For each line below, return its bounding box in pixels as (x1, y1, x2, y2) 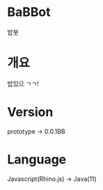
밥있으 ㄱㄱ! (7, 79, 40, 88)
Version (7, 104, 54, 120)
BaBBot (7, 4, 51, 20)
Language (7, 152, 67, 167)
